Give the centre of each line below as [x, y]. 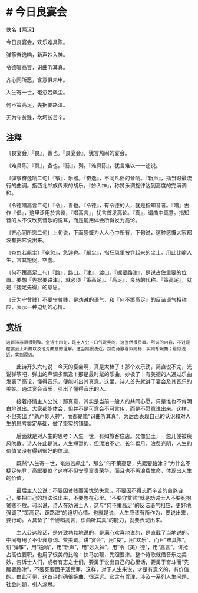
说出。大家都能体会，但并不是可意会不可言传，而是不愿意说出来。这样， [104, 408]
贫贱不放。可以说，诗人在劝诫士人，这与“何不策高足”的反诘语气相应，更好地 [99, 505]
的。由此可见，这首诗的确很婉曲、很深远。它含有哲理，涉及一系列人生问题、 [99, 576]
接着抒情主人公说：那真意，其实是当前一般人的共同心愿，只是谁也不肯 [101, 401]
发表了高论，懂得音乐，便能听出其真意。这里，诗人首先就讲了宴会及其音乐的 [99, 381]
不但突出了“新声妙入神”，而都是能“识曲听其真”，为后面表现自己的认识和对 [96, 416]
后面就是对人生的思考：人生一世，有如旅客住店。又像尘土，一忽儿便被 [101, 436]
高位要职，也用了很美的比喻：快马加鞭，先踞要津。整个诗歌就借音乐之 [96, 554]
